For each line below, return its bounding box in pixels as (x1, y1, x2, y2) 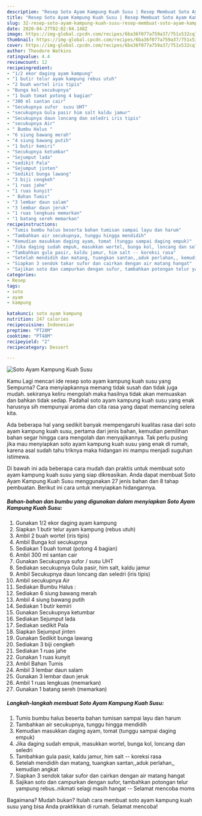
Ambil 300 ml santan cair (15, 551, 77, 558)
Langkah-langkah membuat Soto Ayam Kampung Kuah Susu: (7, 699, 164, 706)
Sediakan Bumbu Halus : (15, 583, 77, 590)
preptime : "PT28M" (7, 327, 53, 333)
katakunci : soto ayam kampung (7, 311, 83, 317)
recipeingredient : (7, 64, 53, 71)
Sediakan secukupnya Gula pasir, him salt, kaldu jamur (15, 564, 150, 572)
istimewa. (7, 453, 31, 460)
